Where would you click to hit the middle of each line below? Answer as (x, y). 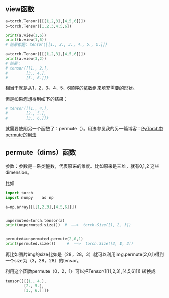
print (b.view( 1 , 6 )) (26, 40)
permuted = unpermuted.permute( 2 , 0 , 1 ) (44, 239)
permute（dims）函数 (41, 153)
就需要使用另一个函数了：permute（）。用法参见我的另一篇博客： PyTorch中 (84, 129)
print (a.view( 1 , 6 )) (26, 35)
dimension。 (19, 172)
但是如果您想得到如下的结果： (37, 99)
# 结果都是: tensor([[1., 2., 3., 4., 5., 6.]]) (56, 45)
